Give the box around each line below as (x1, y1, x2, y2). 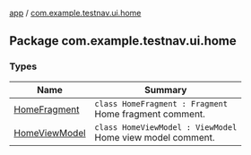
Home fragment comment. (94, 108, 206, 120)
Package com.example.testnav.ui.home (9, 33, 238, 48)
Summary (144, 83, 187, 96)
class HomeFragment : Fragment (94, 99, 229, 108)
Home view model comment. (94, 131, 215, 143)
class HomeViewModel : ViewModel (94, 122, 238, 133)
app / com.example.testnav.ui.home (9, 8, 142, 18)
